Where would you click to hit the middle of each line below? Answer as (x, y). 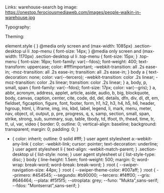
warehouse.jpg (20, 17)
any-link (20, 144)
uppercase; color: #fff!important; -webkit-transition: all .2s (86, 67)
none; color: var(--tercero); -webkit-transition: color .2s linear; (92, 77)
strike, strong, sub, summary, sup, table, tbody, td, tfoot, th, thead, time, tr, (80, 119)
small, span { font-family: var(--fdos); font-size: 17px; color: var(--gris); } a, (81, 87)
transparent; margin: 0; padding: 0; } (42, 129)
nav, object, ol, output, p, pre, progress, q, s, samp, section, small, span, (78, 114)
